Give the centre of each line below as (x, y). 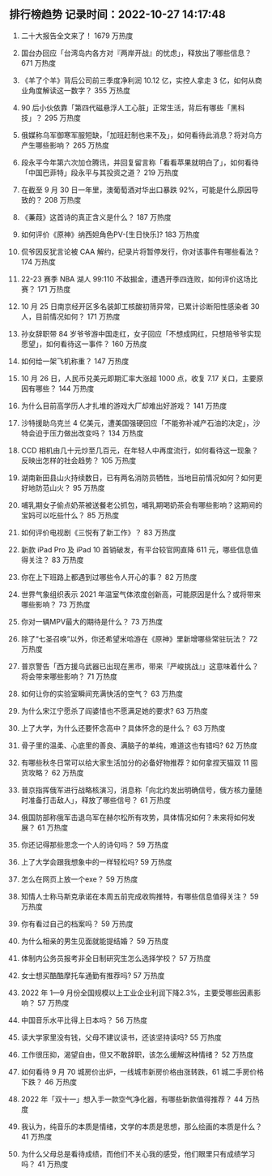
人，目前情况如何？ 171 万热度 (70, 316)
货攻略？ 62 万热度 (52, 772)
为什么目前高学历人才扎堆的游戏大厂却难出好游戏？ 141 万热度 (124, 406)
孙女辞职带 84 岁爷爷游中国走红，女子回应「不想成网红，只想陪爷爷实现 (141, 333)
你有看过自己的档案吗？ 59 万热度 (77, 924)
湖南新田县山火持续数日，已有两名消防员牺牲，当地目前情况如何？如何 (138, 478)
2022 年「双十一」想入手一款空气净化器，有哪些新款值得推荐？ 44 (132, 1099)
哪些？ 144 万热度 (65, 388)
